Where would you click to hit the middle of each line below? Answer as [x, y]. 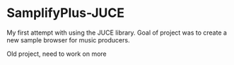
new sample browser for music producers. [68, 40]
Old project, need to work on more [57, 54]
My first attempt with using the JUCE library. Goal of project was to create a [117, 32]
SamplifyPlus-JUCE [66, 13]
